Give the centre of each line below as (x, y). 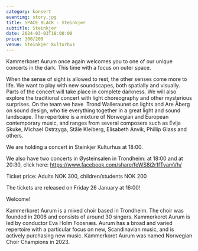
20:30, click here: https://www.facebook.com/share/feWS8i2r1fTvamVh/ (94, 164)
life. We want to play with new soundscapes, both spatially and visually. (93, 85)
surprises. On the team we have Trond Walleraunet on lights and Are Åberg (98, 104)
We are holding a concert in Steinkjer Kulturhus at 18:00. (75, 147)
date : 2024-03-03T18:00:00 (39, 34)
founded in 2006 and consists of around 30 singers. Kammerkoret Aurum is (98, 217)
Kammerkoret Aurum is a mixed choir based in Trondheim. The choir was (95, 210)
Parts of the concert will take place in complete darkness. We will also (91, 92)
